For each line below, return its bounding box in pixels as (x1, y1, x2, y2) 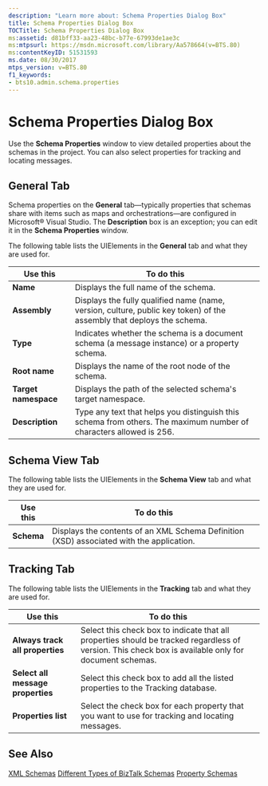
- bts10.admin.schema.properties (8, 78, 120, 86)
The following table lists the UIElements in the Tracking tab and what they (8, 584, 251, 593)
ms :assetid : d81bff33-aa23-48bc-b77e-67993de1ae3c (8, 33, 180, 42)
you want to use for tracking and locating (80, 710, 235, 721)
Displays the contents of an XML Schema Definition (51, 525, 245, 536)
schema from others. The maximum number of (74, 416, 250, 427)
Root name (12, 366, 54, 377)
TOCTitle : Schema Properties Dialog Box (8, 26, 145, 34)
